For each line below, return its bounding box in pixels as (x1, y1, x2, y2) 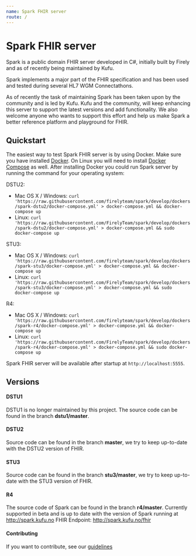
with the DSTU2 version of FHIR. (6, 445, 84, 452)
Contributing (6, 530, 38, 537)
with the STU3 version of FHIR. (18, 478, 92, 485)
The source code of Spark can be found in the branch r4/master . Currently (6, 504, 188, 511)
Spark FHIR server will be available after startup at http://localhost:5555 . (6, 360, 185, 367)
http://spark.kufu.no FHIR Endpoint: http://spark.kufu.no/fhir (6, 516, 151, 524)
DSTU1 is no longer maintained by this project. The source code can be (6, 406, 178, 413)
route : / (6, 14, 27, 20)
